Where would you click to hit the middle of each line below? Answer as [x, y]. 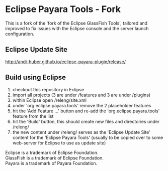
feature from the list [33, 116]
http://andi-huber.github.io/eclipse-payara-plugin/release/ [65, 62]
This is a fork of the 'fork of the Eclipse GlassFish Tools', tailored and [76, 23]
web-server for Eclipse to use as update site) [59, 143]
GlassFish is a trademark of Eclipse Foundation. [55, 158]
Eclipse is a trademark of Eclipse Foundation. [52, 152]
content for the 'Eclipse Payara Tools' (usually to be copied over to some [88, 137]
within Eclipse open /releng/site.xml [50, 100]
